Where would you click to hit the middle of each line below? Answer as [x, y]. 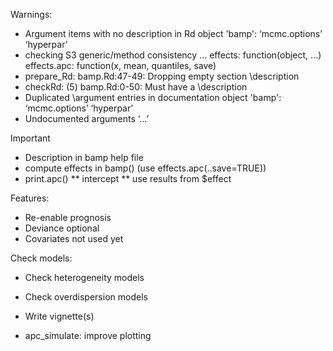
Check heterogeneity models [84, 277]
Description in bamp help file [84, 157]
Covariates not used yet [74, 238]
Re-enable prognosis [68, 217]
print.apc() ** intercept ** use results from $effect [128, 178]
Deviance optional [62, 228]
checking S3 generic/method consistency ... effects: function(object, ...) [173, 55]
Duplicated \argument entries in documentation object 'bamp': [153, 97]
